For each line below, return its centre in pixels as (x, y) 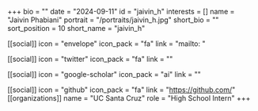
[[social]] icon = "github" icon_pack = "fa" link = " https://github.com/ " (121, 90)
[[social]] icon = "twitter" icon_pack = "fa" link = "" (90, 59)
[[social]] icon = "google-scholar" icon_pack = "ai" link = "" (104, 74)
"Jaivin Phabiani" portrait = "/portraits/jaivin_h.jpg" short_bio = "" (113, 20)
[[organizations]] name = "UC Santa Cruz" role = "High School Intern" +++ (129, 98)
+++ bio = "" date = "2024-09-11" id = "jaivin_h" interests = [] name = (121, 11)
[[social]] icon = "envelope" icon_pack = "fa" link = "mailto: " (106, 44)
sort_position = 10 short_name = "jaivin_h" (76, 28)
